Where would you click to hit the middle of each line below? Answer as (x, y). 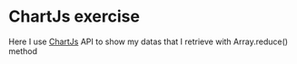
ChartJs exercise (74, 17)
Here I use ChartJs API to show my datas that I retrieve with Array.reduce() (148, 41)
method (23, 50)
